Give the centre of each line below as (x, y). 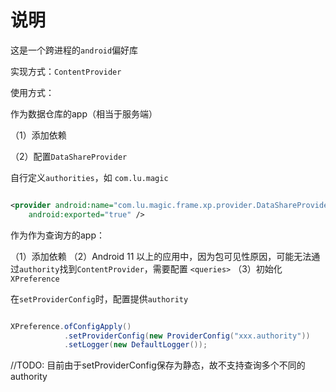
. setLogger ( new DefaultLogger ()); (135, 345)
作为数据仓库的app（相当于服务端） (84, 113)
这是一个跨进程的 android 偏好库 (74, 50)
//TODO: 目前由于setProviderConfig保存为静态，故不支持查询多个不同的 (158, 365)
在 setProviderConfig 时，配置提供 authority (99, 298)
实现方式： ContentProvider (66, 71)
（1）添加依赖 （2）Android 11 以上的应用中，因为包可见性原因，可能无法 (161, 256)
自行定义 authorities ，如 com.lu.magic (89, 177)
